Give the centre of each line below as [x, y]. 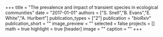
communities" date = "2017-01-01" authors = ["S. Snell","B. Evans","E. [78, 13]
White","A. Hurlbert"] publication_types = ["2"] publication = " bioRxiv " [78, 18]
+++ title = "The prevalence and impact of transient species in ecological [82, 7]
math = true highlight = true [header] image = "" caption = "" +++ [74, 29]
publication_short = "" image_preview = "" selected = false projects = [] [80, 23]
